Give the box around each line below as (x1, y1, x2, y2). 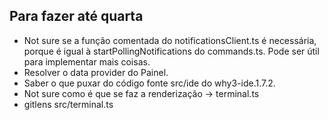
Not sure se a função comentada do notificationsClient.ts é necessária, (23, 34, 317, 46)
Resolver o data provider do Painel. (23, 66, 169, 78)
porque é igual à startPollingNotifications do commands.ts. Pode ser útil (23, 45, 320, 57)
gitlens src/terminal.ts (23, 98, 114, 110)
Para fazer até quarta (9, 8, 144, 25)
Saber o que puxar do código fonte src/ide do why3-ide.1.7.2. (23, 77, 276, 89)
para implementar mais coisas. (23, 55, 151, 68)
